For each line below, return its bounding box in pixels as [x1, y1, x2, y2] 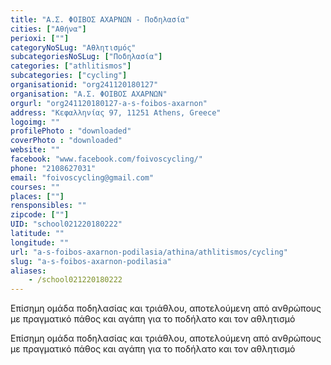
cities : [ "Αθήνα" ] [10, 24, 87, 34]
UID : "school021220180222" [10, 219, 123, 230]
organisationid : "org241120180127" [10, 80, 159, 90]
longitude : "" [10, 237, 70, 248]
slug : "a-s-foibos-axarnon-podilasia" [10, 256, 172, 266]
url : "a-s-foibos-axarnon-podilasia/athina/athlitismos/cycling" [10, 247, 288, 257]
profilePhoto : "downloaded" [10, 126, 132, 136]
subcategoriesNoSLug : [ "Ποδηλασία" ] [10, 52, 163, 62]
